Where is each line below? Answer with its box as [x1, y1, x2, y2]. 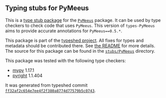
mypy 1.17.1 [12, 67, 34, 73]
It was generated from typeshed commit [5, 82, 88, 88]
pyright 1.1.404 [12, 72, 43, 79]
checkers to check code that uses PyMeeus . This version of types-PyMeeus [5, 22, 155, 28]
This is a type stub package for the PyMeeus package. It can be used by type [5, 17, 161, 23]
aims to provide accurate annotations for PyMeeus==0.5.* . [5, 27, 123, 34]
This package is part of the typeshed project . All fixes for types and [5, 37, 144, 43]
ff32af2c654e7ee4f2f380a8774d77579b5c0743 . [5, 87, 96, 94]
